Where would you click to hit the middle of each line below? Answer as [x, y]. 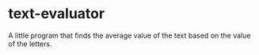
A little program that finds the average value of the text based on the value [129, 35]
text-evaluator [57, 14]
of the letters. [30, 43]
